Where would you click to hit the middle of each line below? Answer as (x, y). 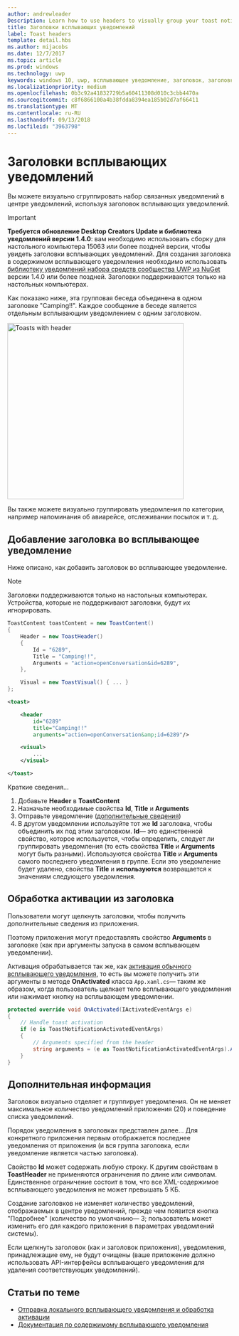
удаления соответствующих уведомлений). (74, 1270)
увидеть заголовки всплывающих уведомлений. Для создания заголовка (119, 254)
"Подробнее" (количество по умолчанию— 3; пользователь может (110, 1219)
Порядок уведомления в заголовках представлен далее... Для (102, 1130)
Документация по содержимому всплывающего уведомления (113, 1325)
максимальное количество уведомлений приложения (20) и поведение (117, 1109)
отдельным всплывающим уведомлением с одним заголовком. (105, 313)
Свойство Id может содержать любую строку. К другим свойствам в (113, 1167)
